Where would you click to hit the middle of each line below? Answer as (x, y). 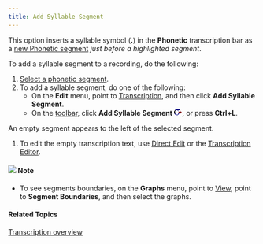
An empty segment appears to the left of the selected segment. (111, 128)
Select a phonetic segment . (64, 79)
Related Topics (33, 214)
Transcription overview (45, 232)
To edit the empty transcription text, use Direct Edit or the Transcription (135, 143)
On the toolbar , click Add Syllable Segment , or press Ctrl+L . (135, 113)
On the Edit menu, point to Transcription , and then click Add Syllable (143, 95)
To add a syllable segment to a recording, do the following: (104, 64)
